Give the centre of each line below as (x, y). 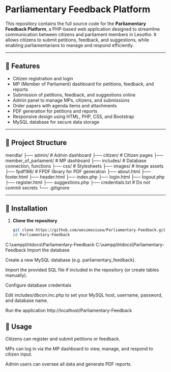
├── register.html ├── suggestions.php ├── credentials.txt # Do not (78, 182)
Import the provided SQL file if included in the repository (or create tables (82, 270)
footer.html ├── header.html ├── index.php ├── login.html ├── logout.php (85, 177)
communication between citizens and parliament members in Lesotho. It (81, 34)
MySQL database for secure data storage (56, 122)
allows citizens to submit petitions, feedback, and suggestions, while (77, 40)
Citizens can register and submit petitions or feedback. (63, 339)
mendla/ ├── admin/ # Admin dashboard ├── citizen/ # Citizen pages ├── (84, 155)
